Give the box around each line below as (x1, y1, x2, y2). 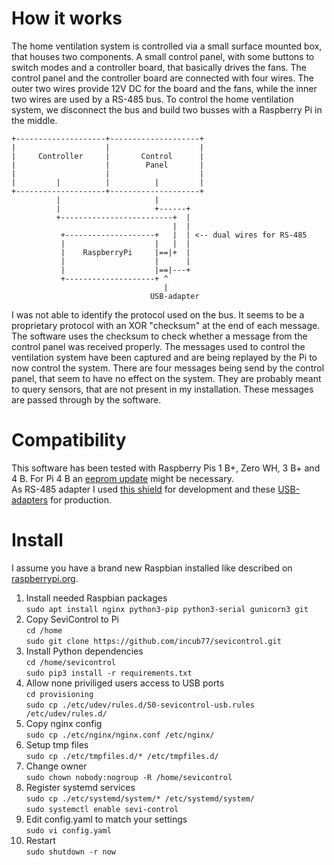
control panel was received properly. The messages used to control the (11, 340, 306, 352)
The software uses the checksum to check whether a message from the (11, 330, 308, 342)
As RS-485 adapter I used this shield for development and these (11, 483, 276, 495)
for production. (50, 493, 112, 506)
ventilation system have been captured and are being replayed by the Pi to (11, 351, 318, 363)
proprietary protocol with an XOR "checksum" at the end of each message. (11, 319, 321, 331)
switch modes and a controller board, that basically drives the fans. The (11, 61, 308, 73)
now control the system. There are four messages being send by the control (11, 362, 325, 374)
